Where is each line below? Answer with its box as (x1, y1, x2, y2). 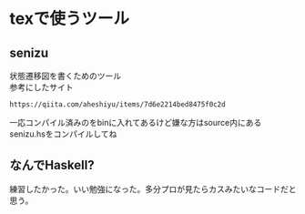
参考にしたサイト (9, 82, 74, 92)
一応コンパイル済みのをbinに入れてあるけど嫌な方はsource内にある (9, 117, 262, 127)
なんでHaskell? (9, 158, 95, 173)
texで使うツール (9, 8, 130, 29)
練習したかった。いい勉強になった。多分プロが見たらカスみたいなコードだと (9, 183, 297, 194)
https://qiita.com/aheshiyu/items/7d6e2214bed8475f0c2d (9, 100, 226, 109)
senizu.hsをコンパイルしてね (9, 128, 117, 139)
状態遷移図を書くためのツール (9, 70, 121, 81)
